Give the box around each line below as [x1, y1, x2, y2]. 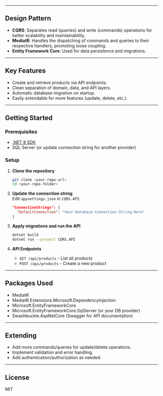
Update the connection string [12, 190, 73, 196]
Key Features [5, 67, 46, 75]
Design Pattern [5, 14, 51, 22]
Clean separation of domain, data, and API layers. [12, 85, 112, 91]
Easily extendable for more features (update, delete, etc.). [12, 95, 128, 101]
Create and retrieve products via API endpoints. [12, 79, 108, 85]
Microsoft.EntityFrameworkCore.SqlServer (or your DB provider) [12, 307, 141, 313]
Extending [5, 331, 37, 339]
